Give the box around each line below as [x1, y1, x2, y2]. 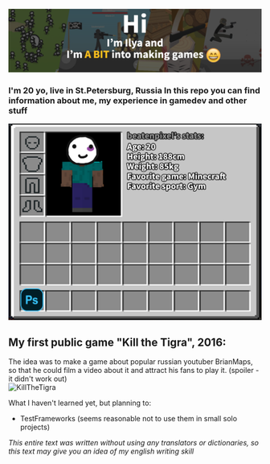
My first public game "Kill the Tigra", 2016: [8, 336, 227, 349]
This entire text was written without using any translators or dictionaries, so [8, 438, 260, 448]
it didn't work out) [8, 374, 67, 383]
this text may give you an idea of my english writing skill [8, 446, 194, 456]
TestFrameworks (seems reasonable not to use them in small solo [19, 414, 238, 424]
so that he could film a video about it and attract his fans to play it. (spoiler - [8, 366, 260, 375]
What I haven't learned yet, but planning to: [8, 398, 151, 408]
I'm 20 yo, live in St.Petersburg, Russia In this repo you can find [8, 85, 260, 96]
